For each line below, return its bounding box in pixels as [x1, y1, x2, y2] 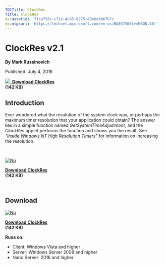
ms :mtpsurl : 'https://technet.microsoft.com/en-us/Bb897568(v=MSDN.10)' [5, 21, 159, 26]
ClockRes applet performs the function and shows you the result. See [5, 128, 147, 133]
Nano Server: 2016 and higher [12, 254, 74, 260]
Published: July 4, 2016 [5, 69, 53, 75]
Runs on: [5, 234, 24, 240]
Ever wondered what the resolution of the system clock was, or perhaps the [5, 112, 160, 117]
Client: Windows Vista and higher [12, 244, 81, 250]
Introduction [5, 98, 45, 107]
